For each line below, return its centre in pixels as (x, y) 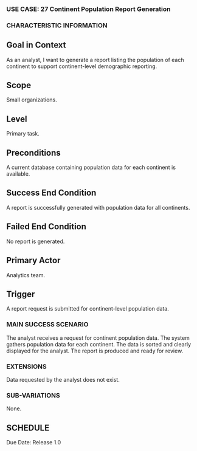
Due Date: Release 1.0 (34, 442)
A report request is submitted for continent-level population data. (88, 309)
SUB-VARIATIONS (33, 395)
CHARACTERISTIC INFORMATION (57, 25)
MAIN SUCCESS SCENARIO (47, 325)
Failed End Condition (47, 227)
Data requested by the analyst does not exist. (63, 379)
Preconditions (33, 153)
